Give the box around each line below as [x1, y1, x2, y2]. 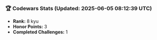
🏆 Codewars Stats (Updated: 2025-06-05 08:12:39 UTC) [5, 5, 152, 12]
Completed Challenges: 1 [12, 29, 68, 35]
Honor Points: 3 [12, 24, 47, 30]
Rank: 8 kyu [12, 18, 39, 24]
